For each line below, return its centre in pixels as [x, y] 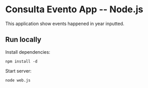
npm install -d [21, 61]
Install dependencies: [28, 52]
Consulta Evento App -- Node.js [75, 9]
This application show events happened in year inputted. [65, 24]
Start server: [18, 71]
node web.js [18, 80]
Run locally [23, 40]
